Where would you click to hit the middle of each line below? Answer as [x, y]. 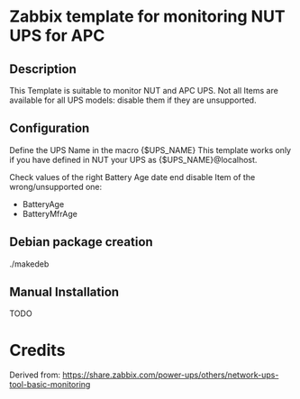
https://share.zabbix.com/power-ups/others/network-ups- [171, 375]
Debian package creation [81, 242]
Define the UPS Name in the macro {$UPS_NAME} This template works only [150, 150]
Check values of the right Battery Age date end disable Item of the [132, 177]
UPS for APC [57, 36]
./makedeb [29, 264]
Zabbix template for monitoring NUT [147, 17]
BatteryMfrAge [50, 213]
